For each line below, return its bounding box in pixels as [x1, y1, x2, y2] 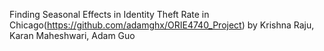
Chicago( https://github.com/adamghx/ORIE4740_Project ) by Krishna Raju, [9, 19, 315, 31]
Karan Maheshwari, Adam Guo [9, 30, 136, 41]
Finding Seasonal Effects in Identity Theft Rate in [9, 9, 210, 20]
